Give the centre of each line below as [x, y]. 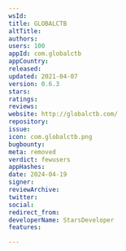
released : [25, 69]
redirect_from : [34, 212]
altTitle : [25, 31]
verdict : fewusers [39, 159]
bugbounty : [27, 144]
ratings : [23, 99]
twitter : [23, 197]
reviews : [23, 106]
